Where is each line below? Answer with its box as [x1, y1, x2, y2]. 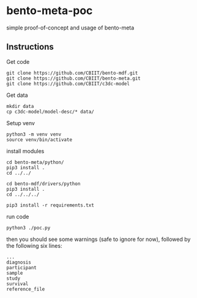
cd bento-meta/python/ [6, 159, 64, 166]
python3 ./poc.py [6, 224, 51, 231]
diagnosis [6, 259, 32, 266]
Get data [6, 91, 29, 99]
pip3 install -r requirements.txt [6, 202, 95, 208]
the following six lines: [6, 242, 62, 249]
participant [6, 264, 37, 270]
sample [6, 270, 23, 276]
